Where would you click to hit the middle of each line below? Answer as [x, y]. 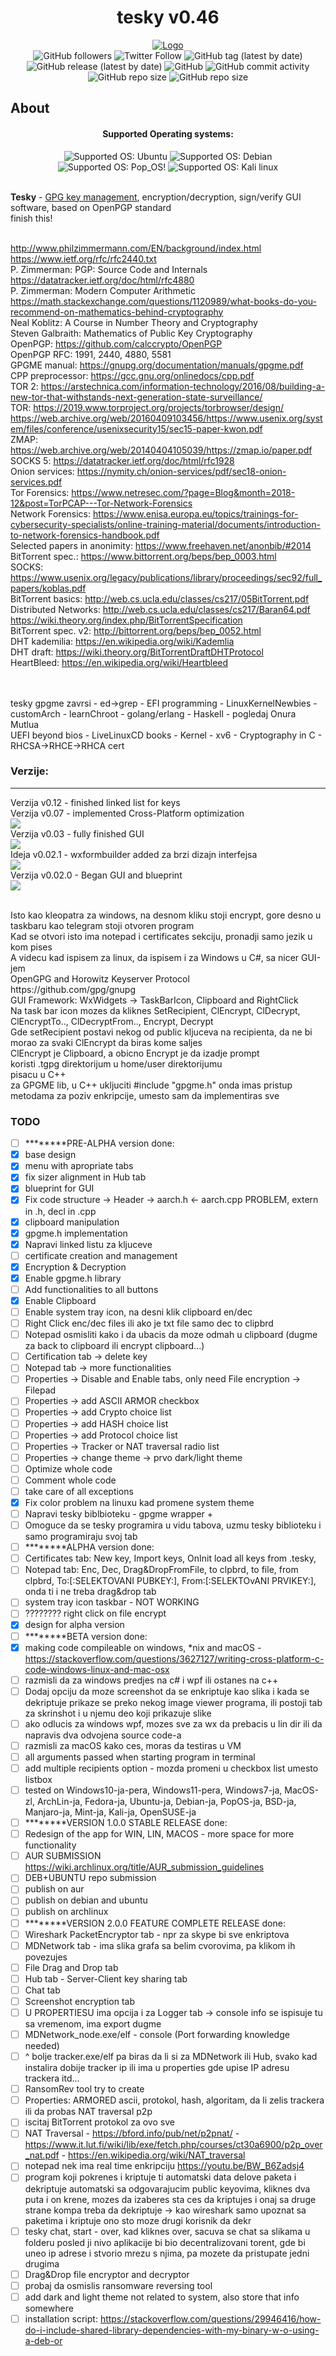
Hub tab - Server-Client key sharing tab [106, 1978]
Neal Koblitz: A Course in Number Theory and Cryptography [134, 322]
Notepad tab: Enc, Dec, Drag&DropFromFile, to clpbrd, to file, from [161, 1570]
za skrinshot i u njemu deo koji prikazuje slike [118, 1713]
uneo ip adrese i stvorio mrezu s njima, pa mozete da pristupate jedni [167, 2253]
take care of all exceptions [79, 1491]
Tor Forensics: [40, 492]
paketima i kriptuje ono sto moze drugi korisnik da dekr [138, 2220]
